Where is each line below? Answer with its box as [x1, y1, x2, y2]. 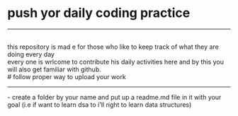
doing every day [7, 50, 55, 58]
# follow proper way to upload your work [7, 72, 126, 81]
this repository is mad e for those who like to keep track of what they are [7, 42, 220, 51]
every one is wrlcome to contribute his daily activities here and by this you [7, 57, 225, 66]
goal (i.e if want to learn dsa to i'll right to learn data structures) [7, 100, 192, 109]
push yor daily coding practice [7, 5, 191, 21]
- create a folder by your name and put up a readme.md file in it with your [7, 93, 222, 101]
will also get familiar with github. [7, 65, 101, 74]
